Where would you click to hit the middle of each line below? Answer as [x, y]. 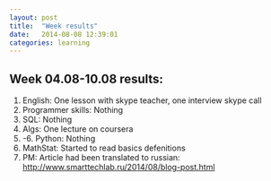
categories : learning [50, 43]
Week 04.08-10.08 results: [87, 78]
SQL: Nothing [47, 120]
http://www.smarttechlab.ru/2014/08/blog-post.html [118, 168]
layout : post [34, 17]
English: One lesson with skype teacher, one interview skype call [142, 100]
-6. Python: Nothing [59, 139]
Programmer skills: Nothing [73, 110]
